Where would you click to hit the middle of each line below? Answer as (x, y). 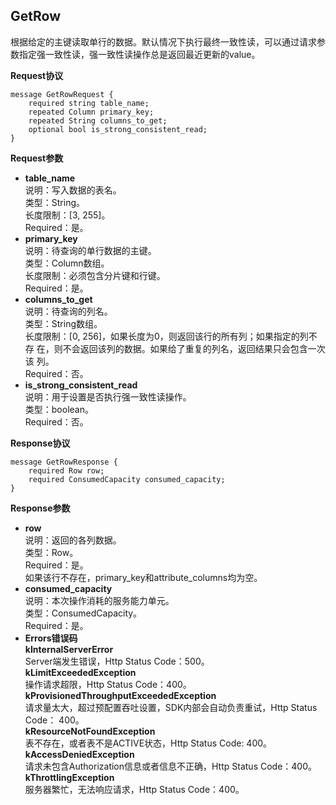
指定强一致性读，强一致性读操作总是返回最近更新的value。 (139, 54)
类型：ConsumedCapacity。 (83, 613)
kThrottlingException (69, 777)
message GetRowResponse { (64, 462)
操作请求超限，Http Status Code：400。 (108, 684)
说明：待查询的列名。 (68, 311)
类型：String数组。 (63, 323)
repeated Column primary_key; (91, 112)
